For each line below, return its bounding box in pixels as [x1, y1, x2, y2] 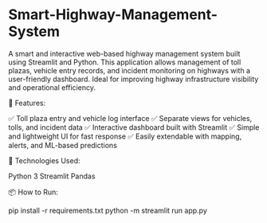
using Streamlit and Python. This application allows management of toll [8, 57, 241, 67]
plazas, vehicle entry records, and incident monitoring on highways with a [8, 65, 251, 75]
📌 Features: [8, 98, 46, 108]
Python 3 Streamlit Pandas [8, 171, 96, 181]
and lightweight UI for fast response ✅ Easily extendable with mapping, [8, 131, 242, 141]
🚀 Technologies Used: [8, 155, 80, 165]
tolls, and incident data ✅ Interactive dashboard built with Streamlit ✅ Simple [8, 122, 260, 132]
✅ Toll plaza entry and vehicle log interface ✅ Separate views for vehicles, [8, 113, 253, 123]
